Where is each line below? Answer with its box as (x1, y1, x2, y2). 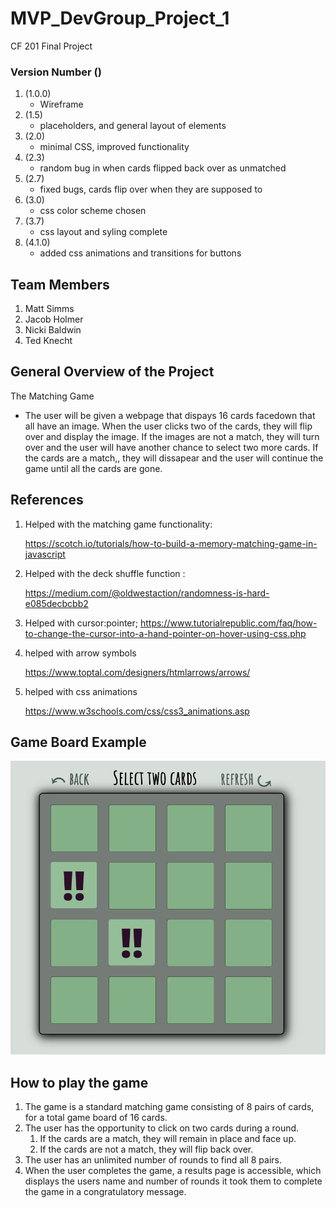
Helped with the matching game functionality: (24, 518, 213, 530)
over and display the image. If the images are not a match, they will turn (24, 430, 320, 442)
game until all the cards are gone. (24, 462, 163, 474)
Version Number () (10, 65, 102, 79)
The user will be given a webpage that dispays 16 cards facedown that (24, 409, 316, 421)
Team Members (10, 276, 110, 293)
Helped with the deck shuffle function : (24, 567, 186, 579)
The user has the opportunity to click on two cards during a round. (24, 1122, 300, 1134)
